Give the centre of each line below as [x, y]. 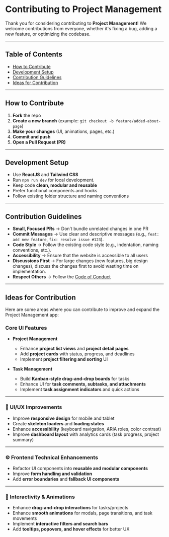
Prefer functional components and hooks [55, 191]
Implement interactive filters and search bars [60, 524]
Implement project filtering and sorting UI [64, 359]
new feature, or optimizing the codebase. [48, 34]
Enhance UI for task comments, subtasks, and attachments [83, 384]
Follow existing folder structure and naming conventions [71, 196]
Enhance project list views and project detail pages [74, 349]
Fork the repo [27, 115]
